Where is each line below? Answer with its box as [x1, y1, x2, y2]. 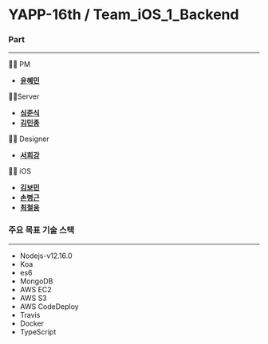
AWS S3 [19, 293, 48, 303]
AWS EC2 [19, 284, 52, 294]
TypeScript [19, 326, 57, 336]
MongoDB [19, 276, 53, 286]
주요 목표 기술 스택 [8, 225, 75, 236]
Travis [19, 310, 41, 319]
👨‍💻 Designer [8, 134, 49, 144]
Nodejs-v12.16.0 [19, 251, 73, 260]
